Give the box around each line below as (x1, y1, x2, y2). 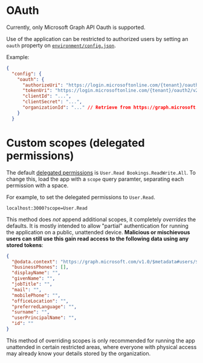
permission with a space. (6, 182, 69, 189)
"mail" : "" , (11, 286, 42, 293)
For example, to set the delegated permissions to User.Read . (6, 193, 155, 201)
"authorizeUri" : (22, 82, 63, 88)
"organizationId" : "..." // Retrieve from (22, 104, 131, 111)
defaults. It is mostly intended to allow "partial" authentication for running (6, 222, 189, 230)
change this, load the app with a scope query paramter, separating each (6, 175, 184, 182)
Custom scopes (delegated (6, 136, 145, 150)
